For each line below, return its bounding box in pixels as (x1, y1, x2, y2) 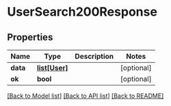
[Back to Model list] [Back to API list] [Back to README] (7, 92, 164, 100)
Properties (7, 31, 53, 43)
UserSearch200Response (7, 4, 157, 20)
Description (75, 52, 114, 61)
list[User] (36, 63, 68, 72)
